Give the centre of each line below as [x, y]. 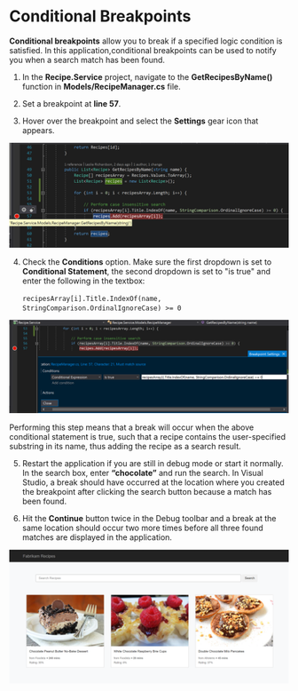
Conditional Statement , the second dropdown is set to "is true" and [146, 271]
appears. [38, 130]
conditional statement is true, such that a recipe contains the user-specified [148, 437]
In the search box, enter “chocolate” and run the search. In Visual [142, 473]
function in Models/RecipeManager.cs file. [102, 86]
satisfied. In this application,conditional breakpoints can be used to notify [143, 50]
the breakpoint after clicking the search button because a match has [147, 492]
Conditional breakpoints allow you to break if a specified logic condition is [146, 41]
